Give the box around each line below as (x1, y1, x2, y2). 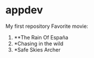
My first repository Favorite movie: (5, 23, 89, 30)
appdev (5, 3, 43, 17)
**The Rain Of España (13, 34, 68, 41)
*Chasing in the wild (13, 40, 64, 47)
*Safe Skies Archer (13, 46, 61, 53)
